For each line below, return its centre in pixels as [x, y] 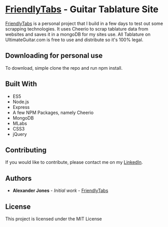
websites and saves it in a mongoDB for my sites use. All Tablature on [78, 34]
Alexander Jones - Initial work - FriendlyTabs [60, 191]
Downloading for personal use [54, 56]
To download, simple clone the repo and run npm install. [64, 68]
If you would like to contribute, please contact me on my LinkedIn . [74, 162]
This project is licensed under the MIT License [54, 219]
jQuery [20, 134]
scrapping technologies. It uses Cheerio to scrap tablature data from [77, 29]
